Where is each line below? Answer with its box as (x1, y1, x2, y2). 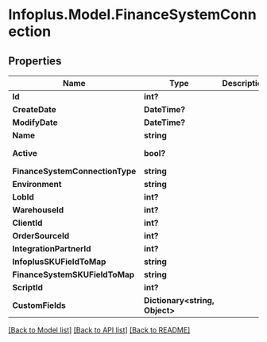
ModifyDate (12, 117, 58, 128)
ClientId (12, 217, 43, 228)
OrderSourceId (12, 231, 70, 241)
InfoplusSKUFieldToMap (12, 256, 106, 267)
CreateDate (12, 104, 57, 115)
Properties (8, 54, 62, 68)
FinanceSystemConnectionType (12, 165, 137, 177)
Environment (12, 179, 62, 189)
